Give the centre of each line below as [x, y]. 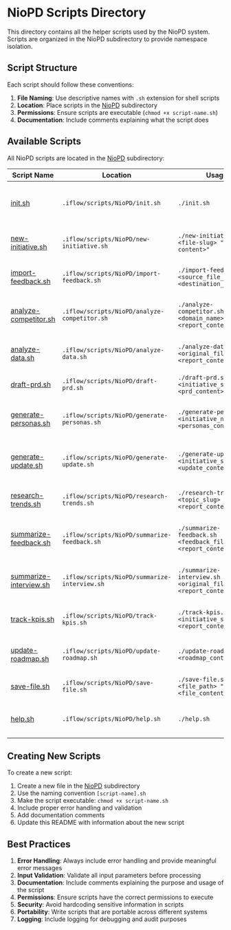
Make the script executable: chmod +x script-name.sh [92, 801]
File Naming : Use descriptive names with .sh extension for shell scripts [118, 98]
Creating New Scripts [54, 756]
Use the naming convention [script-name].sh [81, 793]
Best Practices [39, 844]
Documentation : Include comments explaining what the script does [113, 120]
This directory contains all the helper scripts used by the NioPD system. [109, 32]
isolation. [20, 46]
